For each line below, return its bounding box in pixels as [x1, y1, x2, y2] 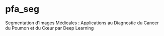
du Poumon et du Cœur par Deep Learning [5, 25, 94, 31]
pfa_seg [5, 3, 39, 15]
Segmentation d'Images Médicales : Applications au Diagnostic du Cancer [5, 20, 159, 26]
